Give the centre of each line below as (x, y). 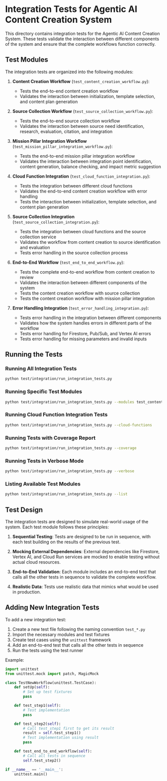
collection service (38, 237)
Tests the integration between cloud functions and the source (83, 231)
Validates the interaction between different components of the (83, 283)
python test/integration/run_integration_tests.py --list (66, 494)
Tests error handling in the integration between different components (90, 317)
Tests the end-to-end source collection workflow (70, 121)
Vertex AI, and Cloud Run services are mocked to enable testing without (86, 557)
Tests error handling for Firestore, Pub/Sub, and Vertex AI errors (85, 333)
